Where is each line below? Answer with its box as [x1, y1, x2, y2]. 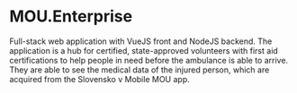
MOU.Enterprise [9, 6, 133, 27]
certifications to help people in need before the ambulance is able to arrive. [9, 55, 289, 65]
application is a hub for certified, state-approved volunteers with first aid [9, 45, 279, 55]
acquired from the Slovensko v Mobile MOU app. [9, 73, 191, 84]
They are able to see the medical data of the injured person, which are [9, 64, 270, 75]
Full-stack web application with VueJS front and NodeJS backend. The [9, 36, 273, 46]
